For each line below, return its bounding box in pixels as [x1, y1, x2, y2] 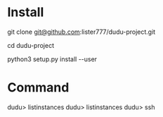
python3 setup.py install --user [7, 54, 97, 63]
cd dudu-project [7, 41, 55, 49]
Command [7, 80, 70, 96]
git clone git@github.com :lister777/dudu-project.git [7, 27, 156, 36]
